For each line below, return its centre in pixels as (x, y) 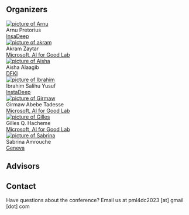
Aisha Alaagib (23, 67)
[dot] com (18, 206)
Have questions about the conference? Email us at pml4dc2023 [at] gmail (95, 200)
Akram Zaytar (23, 48)
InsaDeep (18, 36)
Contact (21, 186)
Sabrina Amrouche (29, 141)
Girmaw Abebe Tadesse (35, 104)
